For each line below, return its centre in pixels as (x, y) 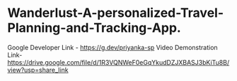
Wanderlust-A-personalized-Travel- (116, 13)
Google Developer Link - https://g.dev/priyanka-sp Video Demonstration (112, 47)
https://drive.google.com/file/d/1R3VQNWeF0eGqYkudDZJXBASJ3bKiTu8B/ (118, 62)
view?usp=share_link (38, 70)
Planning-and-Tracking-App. (94, 28)
